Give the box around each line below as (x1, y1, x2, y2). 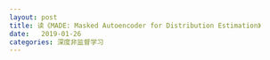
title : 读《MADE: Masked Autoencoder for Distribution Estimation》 (9, 21, 261, 30)
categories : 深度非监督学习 (9, 37, 104, 47)
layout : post (9, 12, 58, 22)
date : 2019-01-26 (9, 29, 82, 38)
